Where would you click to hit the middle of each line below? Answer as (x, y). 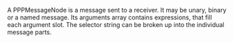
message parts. (30, 32)
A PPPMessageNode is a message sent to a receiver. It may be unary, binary (117, 10)
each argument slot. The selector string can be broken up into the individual (116, 25)
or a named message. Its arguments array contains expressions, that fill (110, 17)
